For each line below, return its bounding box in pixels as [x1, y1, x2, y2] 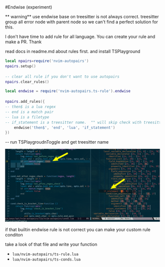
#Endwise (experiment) [5, 4, 53, 10]
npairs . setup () [5, 63, 36, 68]
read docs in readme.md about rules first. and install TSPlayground [5, 49, 141, 54]
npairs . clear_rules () [5, 79, 50, 84]
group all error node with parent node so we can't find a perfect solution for [5, 19, 158, 25]
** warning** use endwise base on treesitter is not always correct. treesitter [5, 14, 159, 19]
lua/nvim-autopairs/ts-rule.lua [12, 252, 79, 257]
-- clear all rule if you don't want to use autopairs [5, 74, 120, 79]
